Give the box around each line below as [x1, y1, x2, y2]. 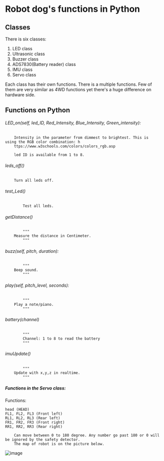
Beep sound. [14, 267, 38, 273]
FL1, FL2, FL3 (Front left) [5, 411, 63, 416]
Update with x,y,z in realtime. [14, 370, 80, 375]
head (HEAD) [5, 407, 30, 412]
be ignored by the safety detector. [5, 437, 80, 442]
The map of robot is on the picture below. [14, 441, 105, 446]
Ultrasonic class [12, 51, 45, 57]
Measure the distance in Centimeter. [14, 233, 92, 238]
